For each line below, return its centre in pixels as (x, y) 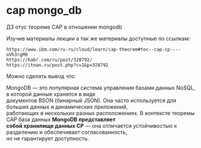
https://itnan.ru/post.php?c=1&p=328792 (58, 65)
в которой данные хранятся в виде (51, 94)
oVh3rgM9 (17, 54)
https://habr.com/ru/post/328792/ (49, 60)
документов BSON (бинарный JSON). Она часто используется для (91, 100)
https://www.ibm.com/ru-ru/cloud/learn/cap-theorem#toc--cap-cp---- (94, 49)
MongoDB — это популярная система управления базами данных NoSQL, (101, 88)
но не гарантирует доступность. (48, 138)
